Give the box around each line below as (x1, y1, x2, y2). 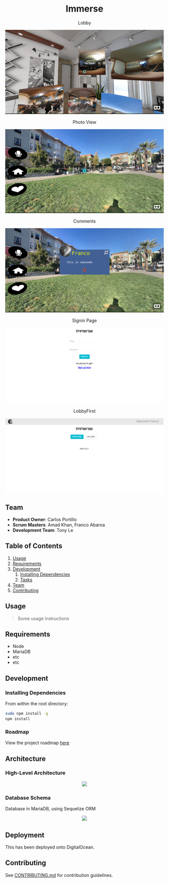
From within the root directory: (5, 701, 68, 707)
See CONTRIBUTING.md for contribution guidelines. (5, 872, 113, 878)
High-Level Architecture (5, 769, 66, 777)
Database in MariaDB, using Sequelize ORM (5, 806, 96, 812)
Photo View (72, 119, 97, 125)
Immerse (65, 3, 104, 15)
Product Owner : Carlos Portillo (12, 516, 77, 522)
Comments (73, 218, 96, 224)
